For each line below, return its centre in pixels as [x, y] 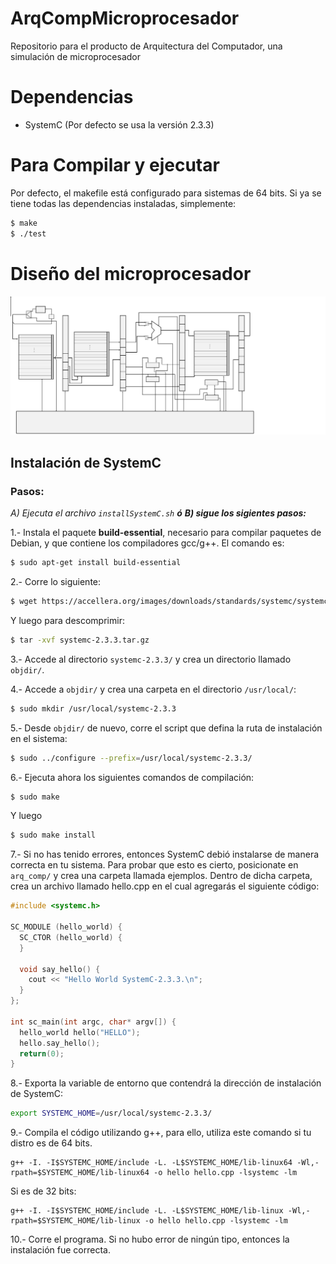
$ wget [24, 602]
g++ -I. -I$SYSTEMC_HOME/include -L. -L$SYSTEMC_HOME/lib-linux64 [151, 1163]
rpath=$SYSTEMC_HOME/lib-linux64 [80, 1173]
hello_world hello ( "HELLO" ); [80, 1032]
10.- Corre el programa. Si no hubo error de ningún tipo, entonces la [150, 1239]
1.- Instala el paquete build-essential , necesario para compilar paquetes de [166, 533]
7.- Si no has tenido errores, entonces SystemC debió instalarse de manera [165, 854]
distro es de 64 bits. [51, 1143]
